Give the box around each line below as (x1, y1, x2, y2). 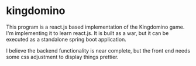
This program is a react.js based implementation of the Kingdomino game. (6, 23, 185, 30)
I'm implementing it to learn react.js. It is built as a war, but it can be (6, 29, 169, 36)
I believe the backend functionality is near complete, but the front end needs (6, 47, 191, 54)
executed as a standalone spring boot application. (6, 36, 127, 43)
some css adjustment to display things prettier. (6, 53, 119, 60)
